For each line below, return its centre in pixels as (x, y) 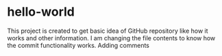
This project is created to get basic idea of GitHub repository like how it (108, 31)
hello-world (41, 12)
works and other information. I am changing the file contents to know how (111, 38)
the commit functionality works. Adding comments (78, 45)
